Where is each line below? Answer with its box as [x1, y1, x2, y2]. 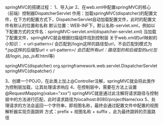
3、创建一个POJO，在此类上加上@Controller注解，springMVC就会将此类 [5, 78, 151, 84]
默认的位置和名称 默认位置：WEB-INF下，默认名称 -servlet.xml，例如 [13, 22, 151, 28]
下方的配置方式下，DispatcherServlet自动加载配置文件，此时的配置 [18, 17, 152, 22]
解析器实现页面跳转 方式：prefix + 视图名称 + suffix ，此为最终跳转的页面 [5, 109, 152, 114]
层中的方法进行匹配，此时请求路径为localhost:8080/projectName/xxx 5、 [5, 97, 152, 102]
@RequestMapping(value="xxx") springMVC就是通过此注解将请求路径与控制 [5, 90, 159, 96]
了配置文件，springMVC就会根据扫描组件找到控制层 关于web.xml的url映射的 [5, 35, 158, 41]
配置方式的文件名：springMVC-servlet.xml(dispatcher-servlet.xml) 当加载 [9, 29, 157, 34]
